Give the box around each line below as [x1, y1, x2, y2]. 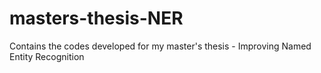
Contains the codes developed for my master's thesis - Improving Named [9, 40, 312, 52]
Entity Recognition [9, 50, 85, 62]
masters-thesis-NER [9, 7, 184, 30]
